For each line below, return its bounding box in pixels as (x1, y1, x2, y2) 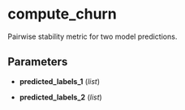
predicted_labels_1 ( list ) (19, 76, 101, 86)
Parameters (7, 55, 68, 69)
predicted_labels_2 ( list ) (19, 92, 102, 102)
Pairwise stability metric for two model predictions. (7, 32, 178, 41)
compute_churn (7, 5, 117, 23)
